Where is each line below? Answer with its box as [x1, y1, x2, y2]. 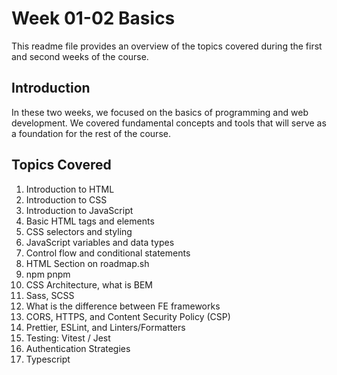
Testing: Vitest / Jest [25, 332, 111, 344]
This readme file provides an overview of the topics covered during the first [11, 40, 323, 52]
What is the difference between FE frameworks [25, 300, 221, 312]
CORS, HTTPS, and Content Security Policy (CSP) [25, 310, 231, 322]
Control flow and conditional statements [25, 247, 191, 259]
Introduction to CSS [25, 193, 108, 206]
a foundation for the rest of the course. [11, 127, 171, 139]
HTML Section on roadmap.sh [25, 257, 150, 269]
